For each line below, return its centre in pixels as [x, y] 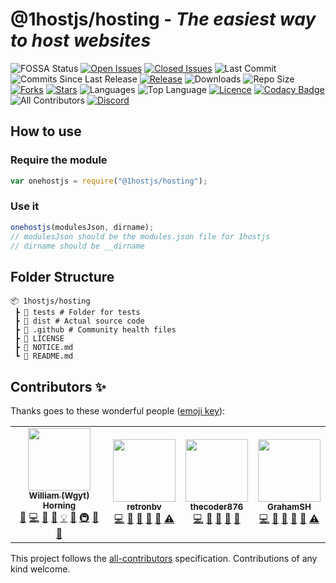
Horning [59, 506]
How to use [46, 131]
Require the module [59, 160]
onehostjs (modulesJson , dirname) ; [82, 227]
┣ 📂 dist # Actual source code [79, 321]
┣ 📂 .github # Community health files [95, 330]
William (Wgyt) [59, 496]
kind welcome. [40, 569]
